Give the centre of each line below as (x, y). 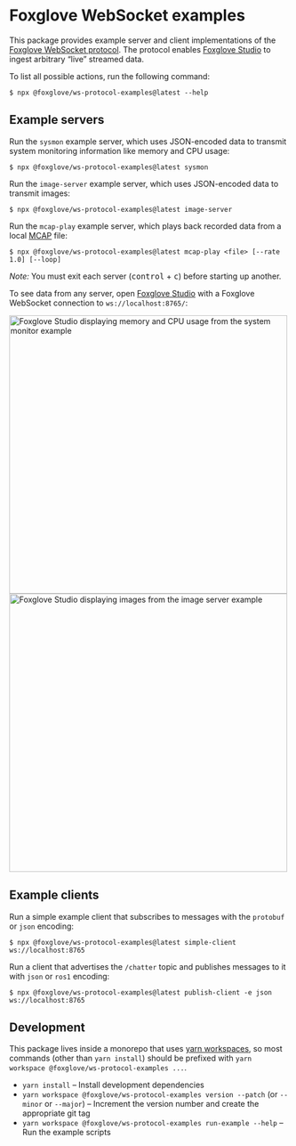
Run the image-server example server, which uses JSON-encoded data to (144, 183)
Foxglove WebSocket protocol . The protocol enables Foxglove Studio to (140, 49)
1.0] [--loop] (36, 259)
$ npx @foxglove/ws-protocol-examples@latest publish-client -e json (141, 992)
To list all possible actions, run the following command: (110, 76)
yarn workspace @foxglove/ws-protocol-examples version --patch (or (150, 1094)
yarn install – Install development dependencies (113, 1085)
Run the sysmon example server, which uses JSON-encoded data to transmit (148, 141)
